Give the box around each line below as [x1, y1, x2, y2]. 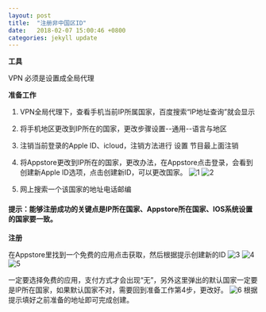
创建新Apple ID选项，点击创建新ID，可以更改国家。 [19, 168, 187, 177]
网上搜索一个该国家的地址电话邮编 [19, 184, 132, 195]
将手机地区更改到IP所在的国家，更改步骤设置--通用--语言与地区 [19, 124, 228, 133]
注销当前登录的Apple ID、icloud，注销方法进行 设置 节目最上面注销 [19, 141, 239, 151]
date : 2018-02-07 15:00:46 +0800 [8, 26, 126, 34]
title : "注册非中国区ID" [8, 19, 87, 27]
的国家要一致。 [8, 214, 57, 223]
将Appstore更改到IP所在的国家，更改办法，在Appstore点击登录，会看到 [19, 158, 253, 168]
